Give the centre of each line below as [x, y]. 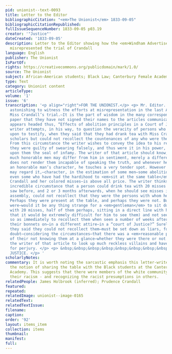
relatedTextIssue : [25, 305]
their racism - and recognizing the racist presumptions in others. [84, 277]
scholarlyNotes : [23, 258]
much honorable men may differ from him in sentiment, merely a [80, 158]
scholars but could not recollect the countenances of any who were [84, 139]
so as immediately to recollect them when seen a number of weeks [82, 220]
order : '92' [18, 320]
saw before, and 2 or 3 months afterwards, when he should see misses [87, 191]
